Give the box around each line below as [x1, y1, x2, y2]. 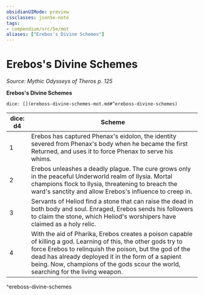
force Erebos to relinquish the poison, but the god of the [31, 245, 191, 253]
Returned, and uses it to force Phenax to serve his [31, 147, 174, 156]
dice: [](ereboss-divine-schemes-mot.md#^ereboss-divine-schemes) [6, 101, 178, 107]
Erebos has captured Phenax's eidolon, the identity [31, 132, 177, 141]
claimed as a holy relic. [31, 220, 97, 228]
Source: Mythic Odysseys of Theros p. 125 [6, 78, 113, 85]
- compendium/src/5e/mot [6, 25, 69, 32]
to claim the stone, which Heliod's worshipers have [31, 213, 177, 221]
